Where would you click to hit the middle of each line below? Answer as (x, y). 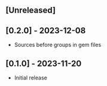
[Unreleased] (31, 10)
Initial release (30, 78)
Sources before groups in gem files (58, 45)
